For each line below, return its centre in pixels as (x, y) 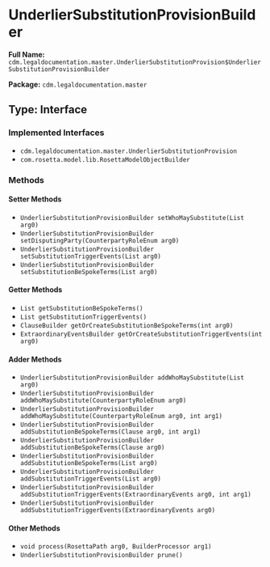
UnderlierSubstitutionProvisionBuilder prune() (101, 556)
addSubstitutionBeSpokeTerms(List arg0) (89, 463)
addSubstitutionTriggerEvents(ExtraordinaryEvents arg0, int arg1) (135, 495)
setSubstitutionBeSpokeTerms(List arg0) (89, 272)
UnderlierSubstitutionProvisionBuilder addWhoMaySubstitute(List (132, 378)
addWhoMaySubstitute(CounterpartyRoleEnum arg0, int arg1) (121, 417)
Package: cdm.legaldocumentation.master (78, 84)
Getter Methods (35, 290)
